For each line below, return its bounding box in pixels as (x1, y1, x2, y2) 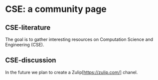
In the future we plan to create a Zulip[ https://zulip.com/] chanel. (5, 69, 138, 75)
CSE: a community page (5, 3, 107, 15)
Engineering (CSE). (5, 42, 44, 48)
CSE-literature (5, 23, 51, 32)
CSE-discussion (5, 56, 56, 65)
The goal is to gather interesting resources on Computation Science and (5, 36, 154, 42)
